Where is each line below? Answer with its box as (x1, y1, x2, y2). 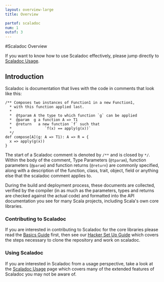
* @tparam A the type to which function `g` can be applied (9, 113, 137, 118)
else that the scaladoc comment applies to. (5, 173, 92, 179)
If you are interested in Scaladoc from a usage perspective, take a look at (5, 260, 153, 266)
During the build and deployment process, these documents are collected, (5, 182, 156, 188)
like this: (5, 91, 22, 96)
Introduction (5, 72, 44, 81)
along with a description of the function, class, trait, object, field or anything (5, 167, 159, 173)
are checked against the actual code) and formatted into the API (5, 192, 135, 198)
